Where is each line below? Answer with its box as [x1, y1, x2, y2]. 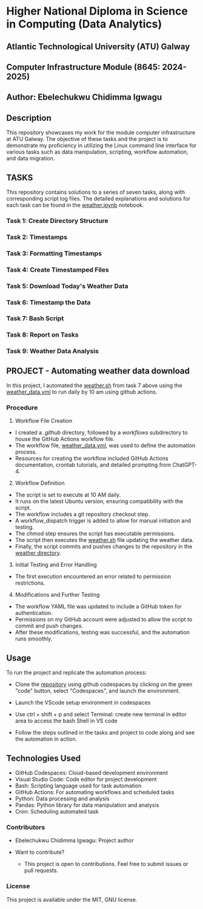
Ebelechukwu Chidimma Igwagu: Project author [15, 837, 135, 844]
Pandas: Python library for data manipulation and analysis [15, 801, 159, 809]
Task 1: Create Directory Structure [6, 216, 109, 225]
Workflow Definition [15, 479, 65, 487]
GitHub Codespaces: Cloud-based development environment [15, 769, 168, 777]
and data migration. [6, 155, 55, 162]
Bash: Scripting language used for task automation [15, 782, 142, 789]
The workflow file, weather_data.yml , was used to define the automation [15, 442, 196, 449]
